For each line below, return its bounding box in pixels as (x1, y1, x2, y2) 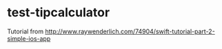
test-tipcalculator (7, 5, 110, 20)
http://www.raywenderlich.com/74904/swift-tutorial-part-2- (44, 27, 215, 35)
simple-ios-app (7, 34, 51, 42)
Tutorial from (7, 27, 43, 35)
